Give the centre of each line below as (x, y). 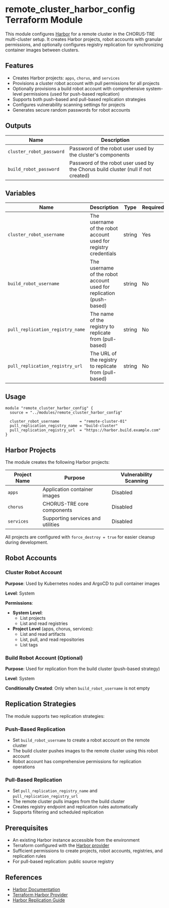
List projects (33, 618)
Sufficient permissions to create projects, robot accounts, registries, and (88, 851)
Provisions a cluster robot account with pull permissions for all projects (86, 83)
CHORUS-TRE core (66, 504)
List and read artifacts (43, 634)
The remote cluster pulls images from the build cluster (68, 801)
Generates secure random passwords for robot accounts (71, 110)
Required (153, 207)
